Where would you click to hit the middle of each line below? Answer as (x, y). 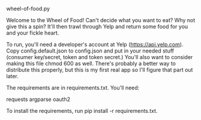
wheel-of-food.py (28, 9)
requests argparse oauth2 (38, 99)
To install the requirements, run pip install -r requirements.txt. (82, 111)
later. (13, 76)
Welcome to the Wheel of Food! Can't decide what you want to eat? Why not (101, 20)
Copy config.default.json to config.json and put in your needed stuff (90, 51)
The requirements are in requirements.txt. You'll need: (73, 88)
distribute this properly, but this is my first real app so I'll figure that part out (100, 70)
